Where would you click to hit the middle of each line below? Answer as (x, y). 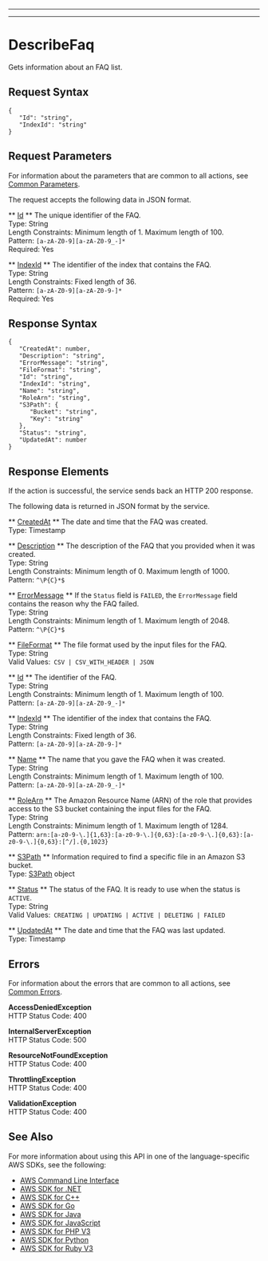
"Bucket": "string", (63, 412)
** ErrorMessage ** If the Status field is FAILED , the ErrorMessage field (123, 595)
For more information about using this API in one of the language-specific (129, 1156)
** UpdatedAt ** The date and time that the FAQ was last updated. (117, 931)
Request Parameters (60, 156)
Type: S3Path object (42, 874)
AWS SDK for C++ (49, 1197)
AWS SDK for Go (47, 1206)
